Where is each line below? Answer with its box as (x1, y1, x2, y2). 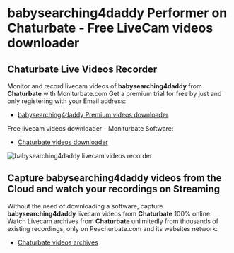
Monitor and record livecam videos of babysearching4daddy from (7, 82, 203, 90)
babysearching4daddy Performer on (7, 5, 228, 21)
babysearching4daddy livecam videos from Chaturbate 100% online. (7, 209, 212, 218)
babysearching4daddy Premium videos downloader (17, 111, 169, 119)
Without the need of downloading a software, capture (7, 201, 163, 210)
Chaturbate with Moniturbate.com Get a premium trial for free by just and (7, 90, 222, 98)
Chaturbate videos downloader (17, 138, 108, 146)
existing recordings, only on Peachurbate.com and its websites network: (7, 224, 218, 233)
